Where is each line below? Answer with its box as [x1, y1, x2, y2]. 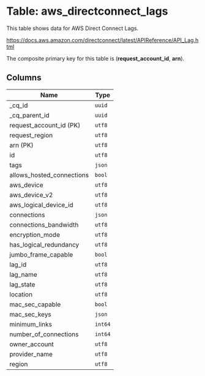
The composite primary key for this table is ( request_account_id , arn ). [6, 55, 185, 62]
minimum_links [9, 320, 52, 328]
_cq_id [9, 101, 28, 110]
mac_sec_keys [9, 310, 52, 318]
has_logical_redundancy [9, 240, 80, 249]
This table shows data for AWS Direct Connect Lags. [6, 24, 139, 32]
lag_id [9, 260, 27, 269]
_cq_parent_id [9, 111, 50, 119]
